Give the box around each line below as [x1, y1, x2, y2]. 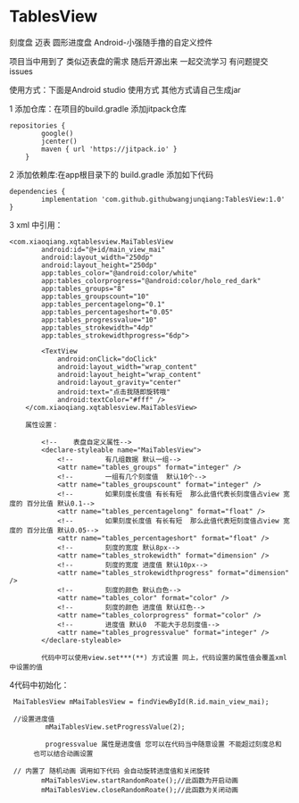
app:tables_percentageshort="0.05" [41, 307, 174, 316]
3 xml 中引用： [9, 219, 63, 230]
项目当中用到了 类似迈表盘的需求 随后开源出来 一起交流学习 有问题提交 [9, 55, 269, 66]
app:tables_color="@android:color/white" [41, 268, 198, 278]
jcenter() [41, 137, 78, 146]
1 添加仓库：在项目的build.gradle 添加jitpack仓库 [9, 103, 187, 113]
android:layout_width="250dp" [41, 253, 154, 262]
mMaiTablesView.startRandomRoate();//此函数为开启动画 [41, 775, 239, 785]
